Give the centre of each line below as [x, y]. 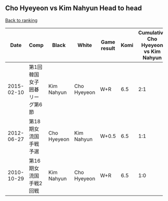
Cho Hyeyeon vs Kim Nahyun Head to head [73, 8]
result [108, 48]
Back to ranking [21, 20]
